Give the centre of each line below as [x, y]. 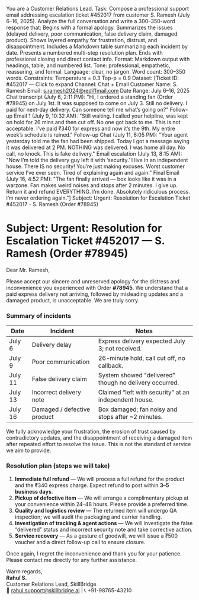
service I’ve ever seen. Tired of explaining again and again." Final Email [93, 173]
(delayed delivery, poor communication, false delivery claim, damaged [92, 34]
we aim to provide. [29, 450]
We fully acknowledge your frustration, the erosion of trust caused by [91, 432]
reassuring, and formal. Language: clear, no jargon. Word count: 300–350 [96, 72]
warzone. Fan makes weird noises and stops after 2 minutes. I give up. [92, 185]
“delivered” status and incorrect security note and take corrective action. [103, 529]
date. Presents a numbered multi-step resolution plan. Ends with [84, 53]
